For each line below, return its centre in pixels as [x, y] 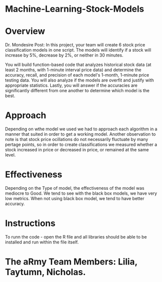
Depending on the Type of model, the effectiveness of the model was [75, 188]
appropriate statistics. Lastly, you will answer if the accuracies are [71, 85]
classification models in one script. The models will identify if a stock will [78, 50]
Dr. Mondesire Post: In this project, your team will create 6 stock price [75, 45]
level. [10, 155]
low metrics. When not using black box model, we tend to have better [75, 198]
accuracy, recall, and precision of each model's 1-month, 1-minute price [77, 75]
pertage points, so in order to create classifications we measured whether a [81, 144]
